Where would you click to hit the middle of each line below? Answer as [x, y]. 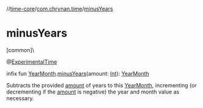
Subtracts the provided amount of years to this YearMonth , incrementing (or [101, 85]
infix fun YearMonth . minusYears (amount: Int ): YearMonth [78, 73]
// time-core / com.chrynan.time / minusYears [60, 9]
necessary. [20, 98]
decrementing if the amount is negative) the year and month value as [93, 92]
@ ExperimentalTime [32, 62]
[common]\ [20, 50]
